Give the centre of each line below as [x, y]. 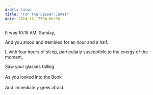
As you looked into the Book [34, 77]
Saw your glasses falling [30, 66]
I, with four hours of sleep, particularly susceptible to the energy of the [76, 52]
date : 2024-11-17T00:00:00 [33, 19]
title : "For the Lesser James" [37, 14]
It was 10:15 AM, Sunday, [30, 33]
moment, [14, 57]
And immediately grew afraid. [35, 88]
